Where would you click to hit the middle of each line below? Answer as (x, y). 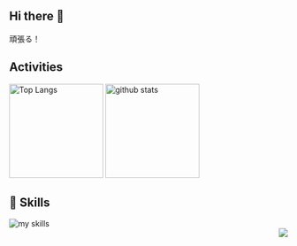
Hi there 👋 (37, 16)
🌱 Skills (30, 203)
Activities (36, 67)
